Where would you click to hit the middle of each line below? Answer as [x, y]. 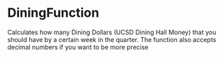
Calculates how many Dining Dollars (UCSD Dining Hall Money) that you [112, 32]
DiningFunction [53, 13]
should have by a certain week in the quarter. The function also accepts [112, 39]
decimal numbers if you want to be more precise [78, 47]
